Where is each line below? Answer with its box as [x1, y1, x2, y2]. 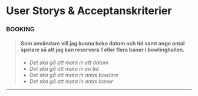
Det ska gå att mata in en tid [29, 65, 99, 72]
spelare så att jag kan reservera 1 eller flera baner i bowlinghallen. [20, 46, 185, 53]
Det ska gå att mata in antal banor [29, 78, 114, 85]
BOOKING [6, 25, 35, 34]
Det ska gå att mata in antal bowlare [29, 72, 119, 79]
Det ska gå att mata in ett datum [29, 59, 109, 66]
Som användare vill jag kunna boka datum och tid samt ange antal [20, 39, 185, 47]
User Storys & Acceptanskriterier [6, 4, 172, 18]
